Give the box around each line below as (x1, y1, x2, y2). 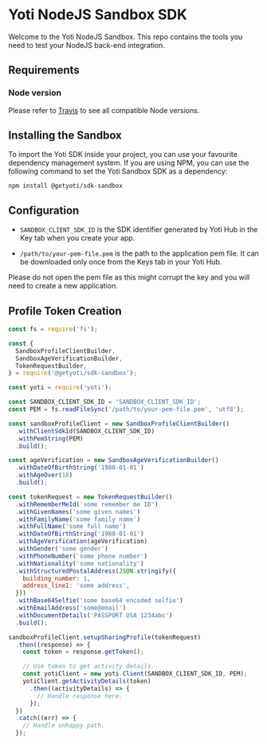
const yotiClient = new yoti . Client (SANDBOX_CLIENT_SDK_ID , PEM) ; (22, 670, 248, 678)
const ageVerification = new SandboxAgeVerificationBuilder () (8, 456, 219, 464)
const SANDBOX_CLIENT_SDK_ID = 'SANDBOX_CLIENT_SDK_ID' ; (8, 398, 202, 406)
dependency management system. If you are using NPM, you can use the (8, 158, 249, 168)
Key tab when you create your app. (19, 233, 135, 243)
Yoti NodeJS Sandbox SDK (8, 6, 187, 24)
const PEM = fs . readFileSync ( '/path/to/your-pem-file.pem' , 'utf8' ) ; (8, 405, 245, 413)
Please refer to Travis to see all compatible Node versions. (8, 105, 200, 115)
